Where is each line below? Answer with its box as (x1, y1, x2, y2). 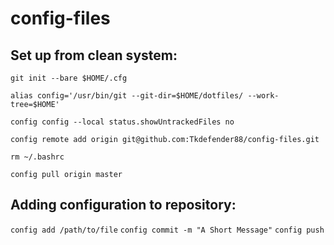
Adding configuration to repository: (10, 197, 237, 214)
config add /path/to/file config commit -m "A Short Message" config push (10, 225, 325, 235)
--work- (247, 91, 280, 101)
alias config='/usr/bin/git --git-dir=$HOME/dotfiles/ (10, 91, 244, 101)
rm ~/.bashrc (10, 152, 65, 162)
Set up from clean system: (10, 47, 178, 64)
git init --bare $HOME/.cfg (10, 73, 128, 83)
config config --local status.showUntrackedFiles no (10, 117, 235, 127)
